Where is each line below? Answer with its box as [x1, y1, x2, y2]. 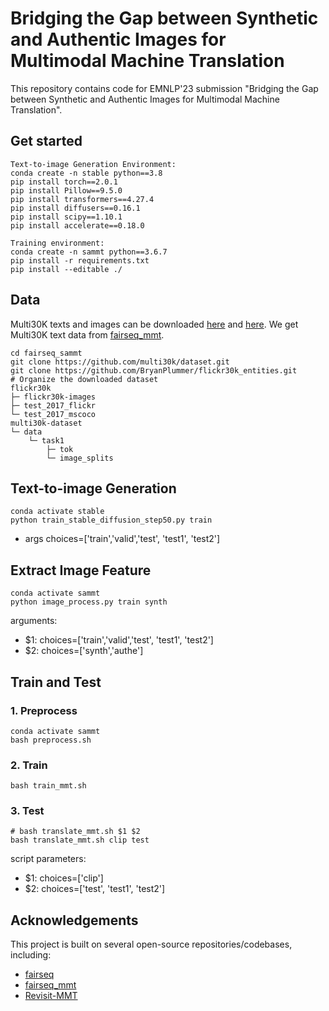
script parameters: [10, 853, 87, 865]
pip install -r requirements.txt [10, 255, 150, 266]
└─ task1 [28, 435, 65, 446]
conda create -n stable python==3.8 [10, 168, 163, 178]
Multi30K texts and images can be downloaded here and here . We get [10, 318, 299, 330]
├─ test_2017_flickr [10, 400, 97, 411]
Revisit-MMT [24, 990, 78, 1002]
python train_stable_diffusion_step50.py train [10, 515, 213, 526]
